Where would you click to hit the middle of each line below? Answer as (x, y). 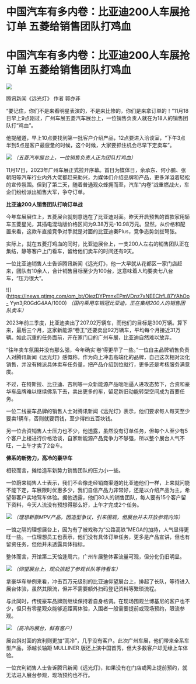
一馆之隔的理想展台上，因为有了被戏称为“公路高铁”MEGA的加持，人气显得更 (98, 530)
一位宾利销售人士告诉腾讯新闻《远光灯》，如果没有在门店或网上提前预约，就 (97, 668)
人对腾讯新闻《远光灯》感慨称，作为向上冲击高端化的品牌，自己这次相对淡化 (98, 357)
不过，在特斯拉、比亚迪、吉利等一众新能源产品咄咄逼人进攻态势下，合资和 (95, 384)
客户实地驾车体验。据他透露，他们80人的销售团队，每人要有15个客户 (99, 498)
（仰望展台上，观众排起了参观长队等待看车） (67, 569)
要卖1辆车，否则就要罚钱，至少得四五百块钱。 (61, 419)
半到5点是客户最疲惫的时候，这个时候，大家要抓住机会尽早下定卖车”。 (90, 145)
